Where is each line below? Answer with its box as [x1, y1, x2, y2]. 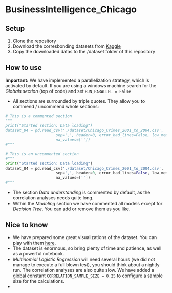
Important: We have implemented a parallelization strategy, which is [5, 77, 149, 83]
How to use [5, 63, 42, 72]
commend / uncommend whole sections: [12, 103, 99, 109]
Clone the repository [12, 38, 56, 44]
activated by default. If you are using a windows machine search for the [5, 82, 157, 88]
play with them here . [12, 240, 56, 246]
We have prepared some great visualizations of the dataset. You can [12, 234, 157, 240]
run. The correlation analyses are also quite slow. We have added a [12, 267, 155, 273]
